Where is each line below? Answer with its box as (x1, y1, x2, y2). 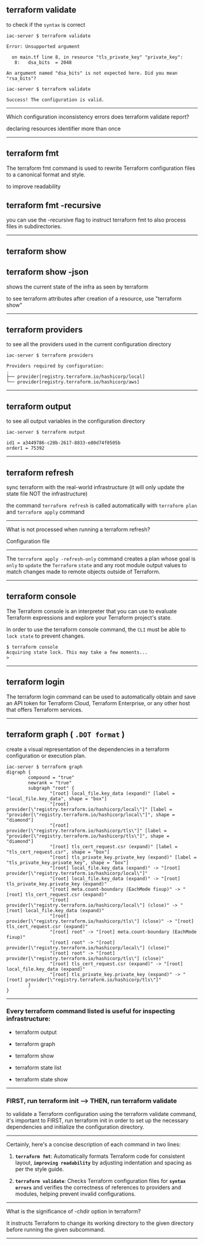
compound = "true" (28, 774, 75, 781)
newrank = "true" (28, 779, 72, 786)
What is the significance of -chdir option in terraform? (6, 1208, 141, 1215)
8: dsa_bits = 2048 (14, 59, 72, 66)
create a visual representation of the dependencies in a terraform (6, 745, 170, 753)
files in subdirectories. (6, 223, 62, 230)
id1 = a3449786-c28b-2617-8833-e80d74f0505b (6, 440, 121, 446)
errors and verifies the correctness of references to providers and (15, 1184, 182, 1191)
